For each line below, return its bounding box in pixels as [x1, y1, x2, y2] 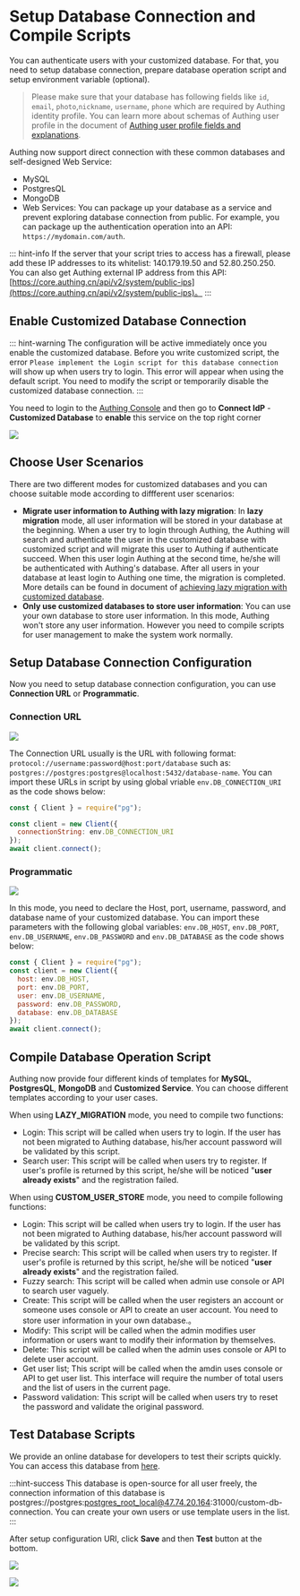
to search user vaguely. [21, 1285, 109, 1296]
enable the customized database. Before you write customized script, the [9, 347, 280, 357]
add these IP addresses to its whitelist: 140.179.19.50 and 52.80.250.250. [9, 257, 276, 268]
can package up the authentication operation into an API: [21, 221, 233, 232]
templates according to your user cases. [9, 1093, 159, 1103]
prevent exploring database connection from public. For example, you [21, 211, 280, 222]
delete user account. [21, 1354, 99, 1365]
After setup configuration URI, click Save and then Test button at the [9, 1533, 262, 1544]
